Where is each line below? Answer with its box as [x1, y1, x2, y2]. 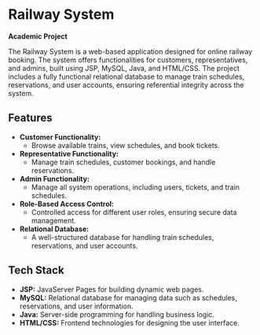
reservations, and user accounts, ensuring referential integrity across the [8, 80, 244, 90]
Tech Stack [8, 263, 64, 277]
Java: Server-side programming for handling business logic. [19, 309, 214, 319]
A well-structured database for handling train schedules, [31, 232, 214, 241]
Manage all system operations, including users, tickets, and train [31, 182, 240, 192]
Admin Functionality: [19, 174, 90, 183]
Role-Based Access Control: [19, 199, 114, 208]
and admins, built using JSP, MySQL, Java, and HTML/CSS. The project [8, 63, 240, 72]
